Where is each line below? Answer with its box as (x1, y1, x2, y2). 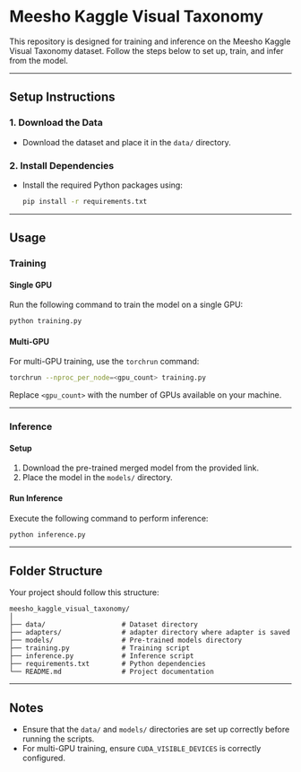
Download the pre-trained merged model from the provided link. (21, 462, 260, 473)
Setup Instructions (9, 90, 116, 105)
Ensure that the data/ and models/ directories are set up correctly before (21, 724, 290, 735)
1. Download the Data (9, 117, 103, 129)
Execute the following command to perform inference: (9, 513, 209, 523)
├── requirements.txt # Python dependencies (9, 660, 206, 669)
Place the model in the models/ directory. (21, 472, 173, 483)
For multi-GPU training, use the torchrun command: (9, 356, 200, 367)
